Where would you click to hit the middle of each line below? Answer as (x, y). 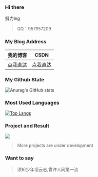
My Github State (25, 79)
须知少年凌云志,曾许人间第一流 (48, 169)
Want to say (20, 158)
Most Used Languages (32, 103)
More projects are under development (55, 145)
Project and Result (27, 126)
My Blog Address (26, 42)
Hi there (15, 7)
